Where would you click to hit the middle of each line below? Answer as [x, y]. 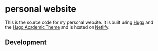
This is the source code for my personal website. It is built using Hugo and [79, 22]
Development [26, 43]
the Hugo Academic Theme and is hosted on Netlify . [57, 27]
